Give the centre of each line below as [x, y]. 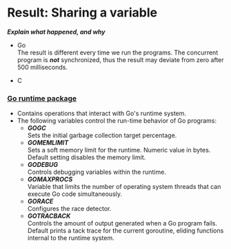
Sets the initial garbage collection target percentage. [102, 135]
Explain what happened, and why [56, 32]
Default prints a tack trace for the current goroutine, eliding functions [125, 231]
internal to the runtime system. [71, 238]
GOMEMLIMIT [48, 143]
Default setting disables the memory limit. [87, 157]
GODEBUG [43, 165]
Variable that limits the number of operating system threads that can [124, 187]
